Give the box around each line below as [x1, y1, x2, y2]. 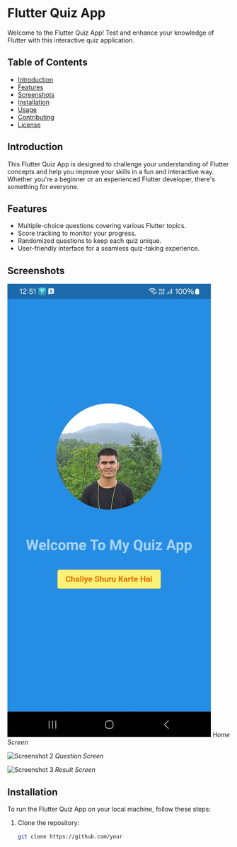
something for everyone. [7, 182, 79, 191]
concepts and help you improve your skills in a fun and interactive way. [7, 167, 214, 176]
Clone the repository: [17, 819, 80, 826]
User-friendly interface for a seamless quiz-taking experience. [17, 244, 200, 253]
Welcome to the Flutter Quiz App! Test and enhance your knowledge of [7, 28, 214, 37]
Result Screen [54, 766, 96, 774]
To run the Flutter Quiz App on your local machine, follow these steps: [7, 805, 211, 813]
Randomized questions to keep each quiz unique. [17, 237, 162, 245]
